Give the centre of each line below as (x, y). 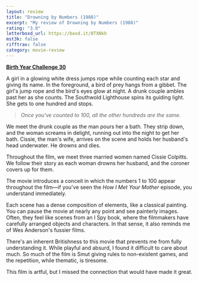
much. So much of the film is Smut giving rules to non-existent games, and (97, 254)
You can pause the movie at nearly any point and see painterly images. (92, 211)
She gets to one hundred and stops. (50, 104)
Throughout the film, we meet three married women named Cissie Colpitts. (97, 157)
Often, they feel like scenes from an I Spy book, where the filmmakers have (98, 217)
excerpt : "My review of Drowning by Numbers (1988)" (72, 22)
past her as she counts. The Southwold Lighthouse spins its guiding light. (95, 97)
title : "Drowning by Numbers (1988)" (53, 17)
